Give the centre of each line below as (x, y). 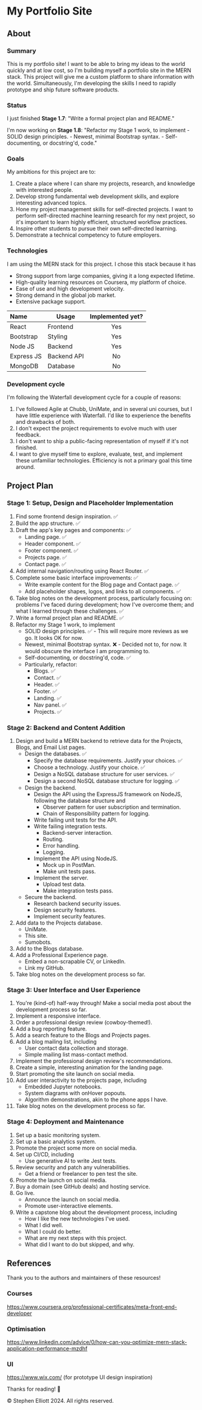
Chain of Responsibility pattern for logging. (96, 814)
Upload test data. (64, 885)
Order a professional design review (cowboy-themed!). (84, 1023)
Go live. (25, 1193)
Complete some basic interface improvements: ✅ (77, 578)
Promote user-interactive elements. (69, 1205)
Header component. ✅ (53, 544)
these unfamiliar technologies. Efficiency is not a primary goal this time (104, 461)
